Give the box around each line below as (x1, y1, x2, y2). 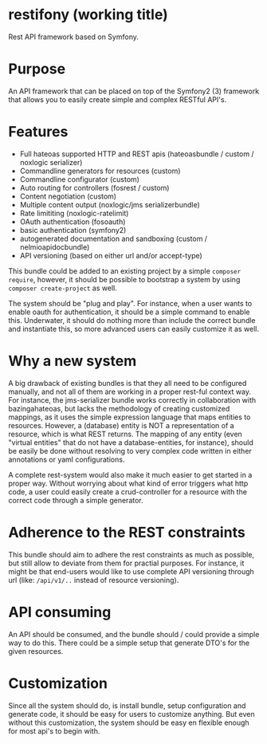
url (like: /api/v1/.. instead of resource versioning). (8, 575, 179, 585)
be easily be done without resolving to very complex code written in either (8, 446, 253, 455)
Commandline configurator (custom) (19, 174, 139, 184)
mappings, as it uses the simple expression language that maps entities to (8, 412, 251, 422)
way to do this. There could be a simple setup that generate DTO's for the (8, 638, 249, 648)
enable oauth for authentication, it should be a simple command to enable (8, 307, 250, 317)
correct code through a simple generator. (8, 495, 143, 505)
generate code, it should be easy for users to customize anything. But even (8, 709, 255, 718)
